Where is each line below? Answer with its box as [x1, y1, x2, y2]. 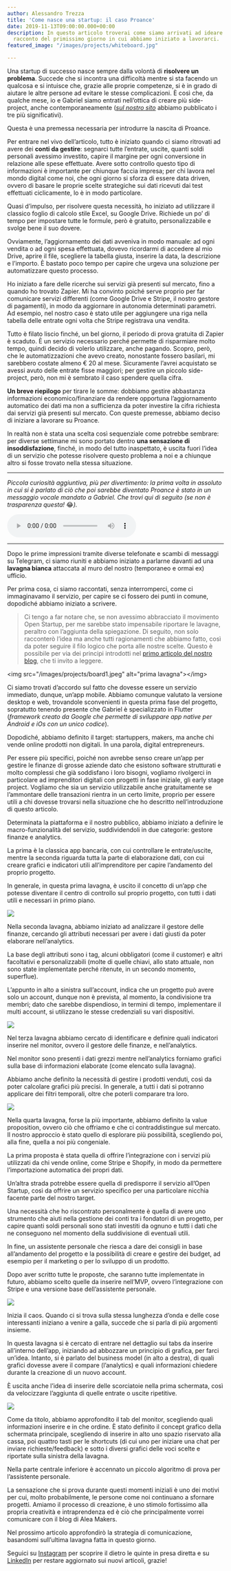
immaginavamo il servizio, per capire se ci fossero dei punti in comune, [7, 592, 208, 600]
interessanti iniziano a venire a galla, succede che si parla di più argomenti [7, 1318, 218, 1327]
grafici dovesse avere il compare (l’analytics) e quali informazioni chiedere [7, 1361, 218, 1369]
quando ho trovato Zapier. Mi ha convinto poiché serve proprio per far [7, 287, 205, 295]
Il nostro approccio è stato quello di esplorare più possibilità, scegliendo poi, [7, 1131, 223, 1139]
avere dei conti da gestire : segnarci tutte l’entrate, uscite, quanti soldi [7, 145, 204, 153]
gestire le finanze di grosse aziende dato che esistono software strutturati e [7, 761, 221, 769]
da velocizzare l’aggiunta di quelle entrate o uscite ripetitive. [7, 1389, 177, 1397]
